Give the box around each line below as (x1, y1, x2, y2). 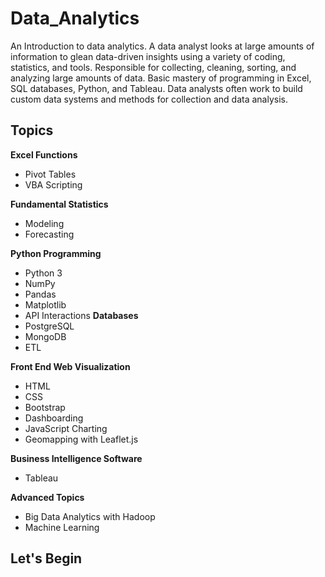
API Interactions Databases (24, 309, 139, 321)
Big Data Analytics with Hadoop (24, 510, 156, 522)
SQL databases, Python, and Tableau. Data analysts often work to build (10, 82, 303, 94)
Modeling (24, 217, 65, 229)
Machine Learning (24, 521, 100, 533)
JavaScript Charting (24, 422, 108, 434)
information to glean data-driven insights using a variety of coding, (10, 50, 286, 62)
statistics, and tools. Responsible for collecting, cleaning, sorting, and (10, 61, 297, 73)
